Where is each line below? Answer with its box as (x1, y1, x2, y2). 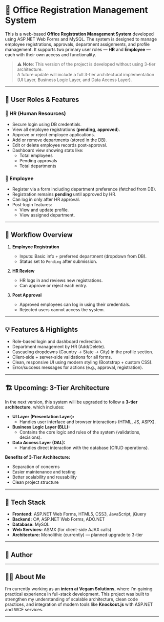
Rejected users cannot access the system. (19, 306, 105, 312)
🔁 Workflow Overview (5, 231, 73, 239)
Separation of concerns (12, 464, 60, 470)
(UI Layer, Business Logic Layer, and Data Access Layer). (17, 77, 132, 83)
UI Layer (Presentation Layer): (12, 414, 75, 420)
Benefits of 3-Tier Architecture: (5, 454, 71, 460)
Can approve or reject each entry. (19, 282, 87, 288)
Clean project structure (12, 479, 59, 485)
